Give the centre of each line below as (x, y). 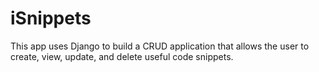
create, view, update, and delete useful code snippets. (122, 56)
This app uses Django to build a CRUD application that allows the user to (160, 46)
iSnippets (51, 18)
